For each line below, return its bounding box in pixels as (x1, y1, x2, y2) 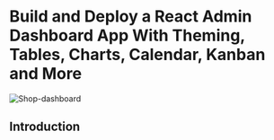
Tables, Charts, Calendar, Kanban (9, 45, 266, 65)
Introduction (9, 119, 81, 135)
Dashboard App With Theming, (9, 25, 245, 46)
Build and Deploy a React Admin (9, 6, 252, 27)
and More (9, 64, 83, 84)
